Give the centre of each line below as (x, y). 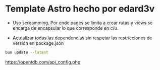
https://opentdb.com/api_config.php (43, 62)
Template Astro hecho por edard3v (80, 9)
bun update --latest (27, 52)
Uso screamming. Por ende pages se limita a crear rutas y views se (83, 23)
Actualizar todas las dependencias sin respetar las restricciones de (82, 38)
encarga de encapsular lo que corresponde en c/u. (65, 28)
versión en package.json (38, 43)
